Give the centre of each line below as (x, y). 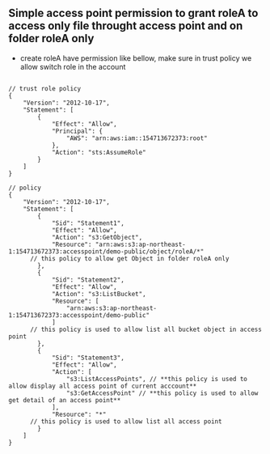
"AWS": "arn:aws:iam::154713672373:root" (137, 138)
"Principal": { (77, 131)
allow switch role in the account (73, 66)
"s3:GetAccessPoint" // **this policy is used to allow (162, 393)
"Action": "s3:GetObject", (97, 237)
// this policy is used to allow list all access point (126, 421)
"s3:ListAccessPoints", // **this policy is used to (157, 379)
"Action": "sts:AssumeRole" (99, 152)
